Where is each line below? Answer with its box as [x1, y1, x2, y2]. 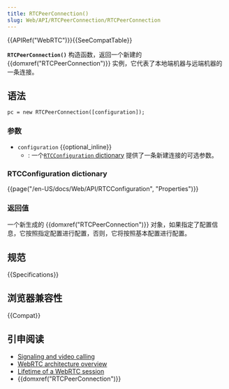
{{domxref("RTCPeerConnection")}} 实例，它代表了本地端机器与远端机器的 [7, 59, 223, 67]
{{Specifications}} [7, 270, 59, 279]
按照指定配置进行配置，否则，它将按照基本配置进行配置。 [25, 229, 191, 238]
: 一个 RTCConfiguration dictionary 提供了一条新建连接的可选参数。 [27, 151, 218, 159]
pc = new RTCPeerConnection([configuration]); [7, 109, 145, 116]
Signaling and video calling [17, 352, 96, 360]
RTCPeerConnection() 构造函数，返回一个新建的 [7, 50, 142, 59]
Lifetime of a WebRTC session [17, 367, 105, 375]
